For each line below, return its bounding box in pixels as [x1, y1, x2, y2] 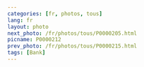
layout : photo [7, 23, 49, 30]
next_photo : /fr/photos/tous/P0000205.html [7, 29, 138, 37]
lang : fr [7, 17, 33, 24]
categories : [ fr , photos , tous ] [7, 10, 102, 17]
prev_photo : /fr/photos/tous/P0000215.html [7, 43, 138, 50]
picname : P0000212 [7, 36, 61, 43]
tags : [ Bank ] [7, 50, 46, 57]
